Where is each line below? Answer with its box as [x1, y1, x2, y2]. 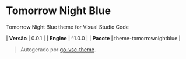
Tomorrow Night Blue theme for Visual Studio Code [6, 23, 129, 30]
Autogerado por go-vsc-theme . [20, 46, 96, 53]
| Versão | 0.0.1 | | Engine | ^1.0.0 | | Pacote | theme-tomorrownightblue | [6, 34, 181, 41]
